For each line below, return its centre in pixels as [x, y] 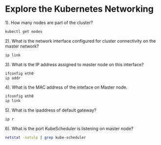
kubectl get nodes [24, 31]
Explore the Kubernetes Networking [79, 9]
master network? [22, 46]
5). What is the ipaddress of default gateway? [51, 110]
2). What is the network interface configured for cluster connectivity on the [80, 41]
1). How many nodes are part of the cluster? [49, 23]
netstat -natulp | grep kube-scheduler [46, 138]
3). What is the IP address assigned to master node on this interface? [74, 64]
